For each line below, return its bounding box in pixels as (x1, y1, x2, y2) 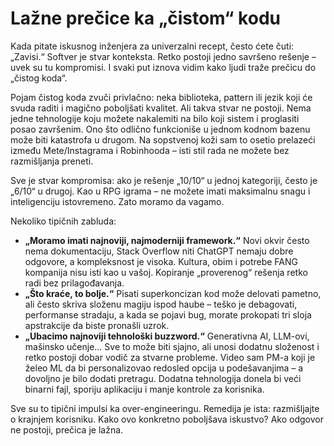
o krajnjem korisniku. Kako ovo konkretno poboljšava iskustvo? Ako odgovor (10, 413, 324, 425)
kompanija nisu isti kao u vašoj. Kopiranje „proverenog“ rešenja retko (24, 266, 308, 278)
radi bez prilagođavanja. (24, 277, 125, 289)
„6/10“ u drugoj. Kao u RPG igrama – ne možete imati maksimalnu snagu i (10, 185, 311, 197)
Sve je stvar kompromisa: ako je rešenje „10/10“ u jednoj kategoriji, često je (10, 174, 318, 186)
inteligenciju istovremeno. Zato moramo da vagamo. (10, 195, 225, 207)
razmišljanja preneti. (10, 155, 94, 167)
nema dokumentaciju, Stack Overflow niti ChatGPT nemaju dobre (24, 245, 294, 257)
